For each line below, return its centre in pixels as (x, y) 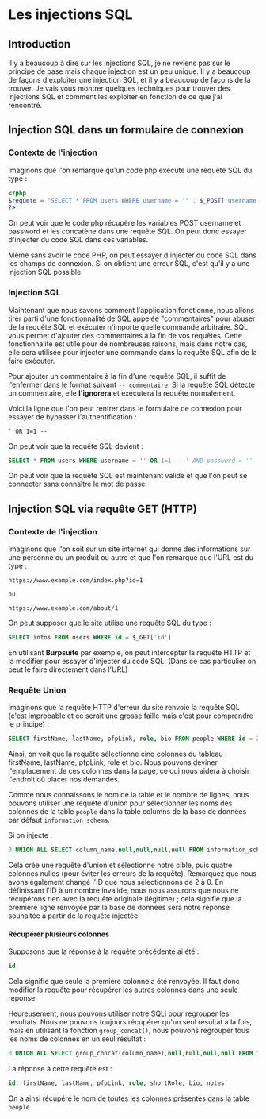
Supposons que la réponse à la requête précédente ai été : (104, 951)
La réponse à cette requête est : (60, 1069)
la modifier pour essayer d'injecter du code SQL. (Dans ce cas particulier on (132, 662)
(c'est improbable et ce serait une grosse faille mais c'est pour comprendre (131, 716)
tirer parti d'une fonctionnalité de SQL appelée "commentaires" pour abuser (132, 318)
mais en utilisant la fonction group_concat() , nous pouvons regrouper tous (129, 1031)
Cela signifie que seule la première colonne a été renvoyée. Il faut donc (124, 982)
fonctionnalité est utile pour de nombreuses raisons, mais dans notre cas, (128, 344)
